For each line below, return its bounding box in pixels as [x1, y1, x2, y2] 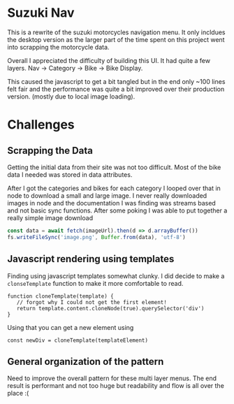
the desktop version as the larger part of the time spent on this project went [7, 35, 225, 43]
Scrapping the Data [7, 145, 93, 157]
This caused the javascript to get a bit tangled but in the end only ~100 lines [7, 77, 226, 85]
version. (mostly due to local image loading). [7, 92, 136, 101]
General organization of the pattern [7, 355, 164, 368]
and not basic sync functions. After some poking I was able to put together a [7, 206, 228, 215]
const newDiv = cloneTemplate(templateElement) [7, 337, 149, 344]
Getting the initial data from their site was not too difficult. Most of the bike [7, 163, 221, 171]
